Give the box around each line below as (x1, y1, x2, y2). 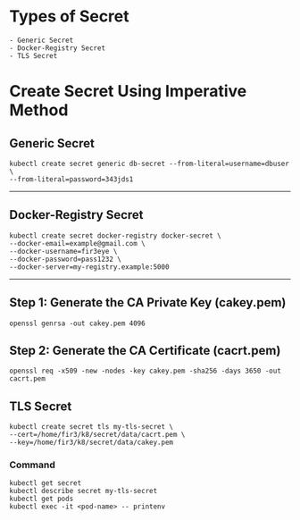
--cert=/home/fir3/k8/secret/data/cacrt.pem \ (9, 431, 186, 440)
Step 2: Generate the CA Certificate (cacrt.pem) (9, 342, 281, 358)
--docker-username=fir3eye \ (9, 247, 118, 256)
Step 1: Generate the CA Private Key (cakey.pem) (9, 295, 287, 310)
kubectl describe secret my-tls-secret (9, 487, 158, 496)
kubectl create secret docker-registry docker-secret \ (9, 231, 221, 240)
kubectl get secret (9, 479, 82, 488)
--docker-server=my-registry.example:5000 (9, 262, 170, 272)
